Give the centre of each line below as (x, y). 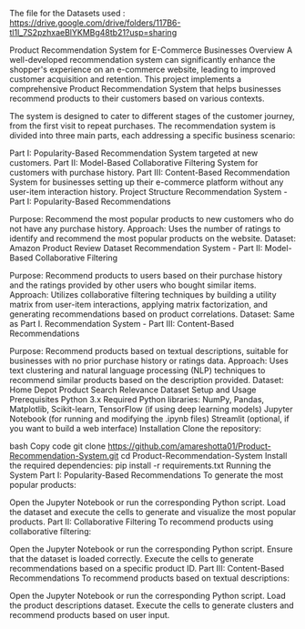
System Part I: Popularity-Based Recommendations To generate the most (147, 475)
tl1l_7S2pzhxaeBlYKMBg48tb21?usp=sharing (93, 32)
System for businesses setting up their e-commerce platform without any (147, 182)
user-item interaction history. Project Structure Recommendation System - (149, 192)
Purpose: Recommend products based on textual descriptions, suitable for (149, 351)
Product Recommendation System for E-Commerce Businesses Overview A (151, 50)
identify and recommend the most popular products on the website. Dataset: (152, 238)
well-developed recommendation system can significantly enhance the (142, 60)
